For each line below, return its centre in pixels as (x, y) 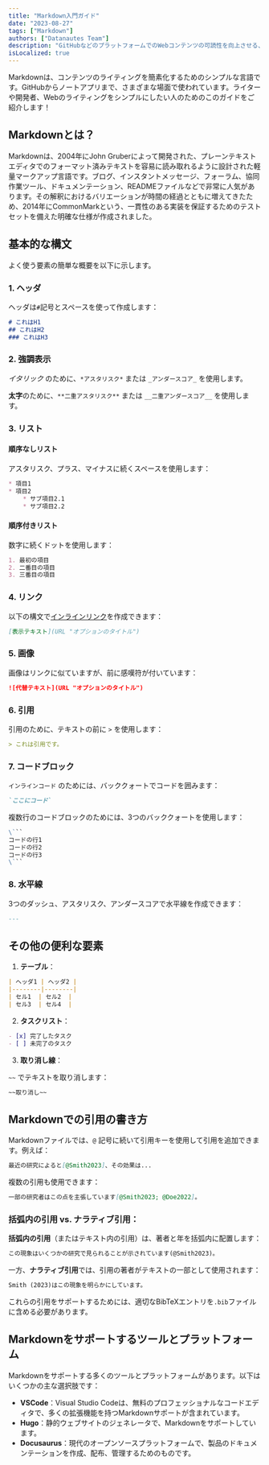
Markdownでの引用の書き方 (78, 1119)
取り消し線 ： (41, 1060)
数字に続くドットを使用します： (61, 545)
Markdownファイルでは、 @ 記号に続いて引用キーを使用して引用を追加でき (130, 1141)
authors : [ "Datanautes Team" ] (59, 38)
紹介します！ (29, 107)
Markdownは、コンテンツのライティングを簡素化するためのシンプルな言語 (131, 77)
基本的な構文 (40, 244)
